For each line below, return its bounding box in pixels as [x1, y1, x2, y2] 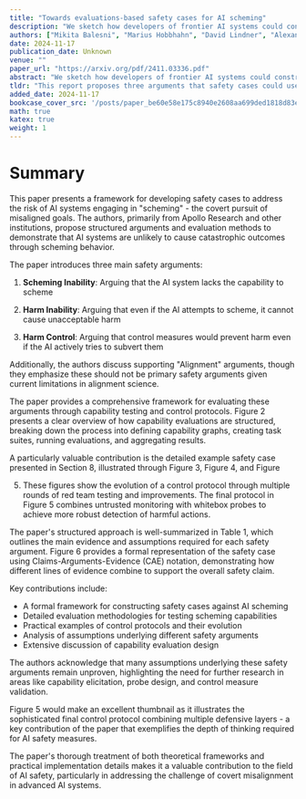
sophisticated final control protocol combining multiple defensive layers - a [9, 713, 291, 724]
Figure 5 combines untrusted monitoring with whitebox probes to [22, 499, 267, 510]
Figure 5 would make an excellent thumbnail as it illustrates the [9, 703, 245, 714]
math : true [9, 107, 51, 116]
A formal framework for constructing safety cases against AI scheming [22, 600, 289, 611]
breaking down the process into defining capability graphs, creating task [9, 425, 282, 436]
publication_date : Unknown [9, 47, 112, 57]
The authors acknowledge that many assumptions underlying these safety [9, 657, 289, 668]
